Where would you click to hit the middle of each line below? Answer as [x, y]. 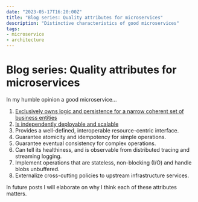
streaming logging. [38, 156]
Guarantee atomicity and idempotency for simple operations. [91, 137]
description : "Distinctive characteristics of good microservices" [93, 23]
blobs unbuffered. [37, 169]
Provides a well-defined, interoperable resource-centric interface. [97, 130]
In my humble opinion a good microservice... [62, 99]
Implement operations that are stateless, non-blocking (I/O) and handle [103, 162]
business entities [36, 117]
